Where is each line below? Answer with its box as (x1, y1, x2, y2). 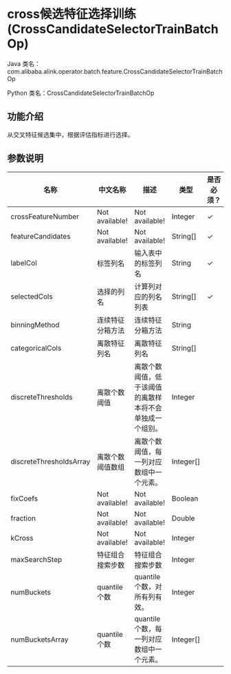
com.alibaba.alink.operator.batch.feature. (7, 67, 124, 76)
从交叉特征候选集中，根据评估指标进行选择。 (7, 130, 134, 138)
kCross (10, 533, 34, 543)
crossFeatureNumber (10, 211, 80, 221)
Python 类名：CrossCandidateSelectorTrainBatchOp (7, 89, 155, 97)
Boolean (171, 493, 199, 503)
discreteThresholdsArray (10, 457, 91, 466)
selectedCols (10, 292, 53, 301)
